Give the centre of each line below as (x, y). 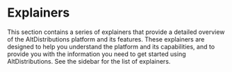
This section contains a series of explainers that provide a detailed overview (116, 32)
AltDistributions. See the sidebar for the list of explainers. (89, 61)
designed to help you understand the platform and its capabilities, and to (111, 46)
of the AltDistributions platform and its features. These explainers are (106, 39)
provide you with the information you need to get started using (97, 54)
